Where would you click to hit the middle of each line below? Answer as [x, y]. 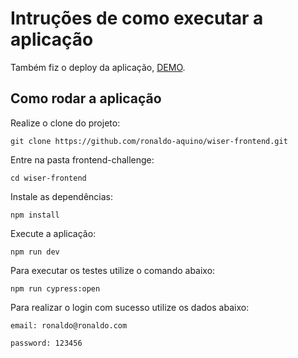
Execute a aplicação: [53, 233]
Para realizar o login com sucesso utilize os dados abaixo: [130, 307]
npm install [35, 215]
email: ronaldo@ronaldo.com [69, 325]
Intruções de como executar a [137, 18]
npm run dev [35, 252]
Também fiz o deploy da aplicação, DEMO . [98, 67]
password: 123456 [46, 343]
